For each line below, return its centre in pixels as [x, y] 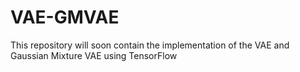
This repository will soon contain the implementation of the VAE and [150, 45]
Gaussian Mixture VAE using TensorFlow [94, 55]
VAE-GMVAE [65, 17]
